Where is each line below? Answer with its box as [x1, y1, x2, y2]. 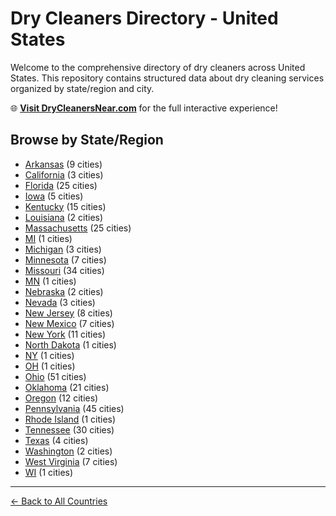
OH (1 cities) [24, 360, 76, 372]
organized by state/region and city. [10, 82, 155, 94]
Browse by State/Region [10, 132, 164, 149]
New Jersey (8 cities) [24, 307, 113, 319]
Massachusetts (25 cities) [24, 222, 132, 234]
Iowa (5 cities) [24, 190, 84, 202]
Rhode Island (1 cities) [24, 413, 117, 425]
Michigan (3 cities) [24, 243, 102, 255]
